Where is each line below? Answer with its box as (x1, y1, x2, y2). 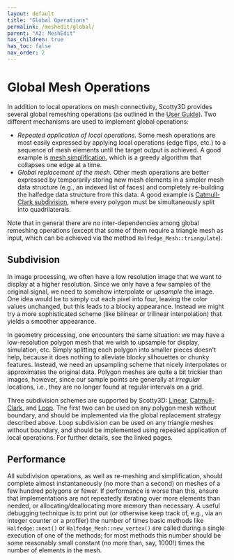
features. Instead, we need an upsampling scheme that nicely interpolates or (7, 360, 227, 368)
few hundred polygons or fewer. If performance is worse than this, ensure (7, 487, 219, 495)
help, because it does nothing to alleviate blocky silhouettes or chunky (7, 352, 210, 361)
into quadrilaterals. (17, 205, 72, 213)
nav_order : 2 (7, 50, 45, 57)
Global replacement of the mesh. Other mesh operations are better (17, 168, 210, 176)
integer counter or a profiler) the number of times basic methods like (7, 517, 204, 525)
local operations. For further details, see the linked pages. (7, 433, 173, 441)
